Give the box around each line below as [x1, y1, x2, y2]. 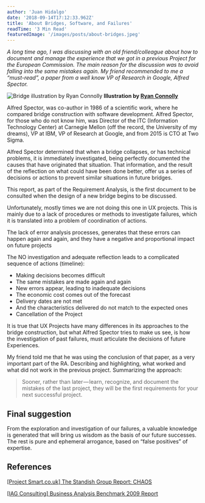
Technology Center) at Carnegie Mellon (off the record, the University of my [7, 123, 197, 131]
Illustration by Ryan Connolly [103, 92, 179, 100]
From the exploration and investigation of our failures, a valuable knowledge [7, 425, 197, 432]
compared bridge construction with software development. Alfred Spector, [7, 111, 194, 118]
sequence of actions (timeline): [7, 260, 85, 268]
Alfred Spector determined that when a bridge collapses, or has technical [7, 148, 191, 156]
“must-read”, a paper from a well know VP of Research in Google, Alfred [7, 74, 189, 82]
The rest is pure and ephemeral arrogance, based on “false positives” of [7, 437, 188, 445]
